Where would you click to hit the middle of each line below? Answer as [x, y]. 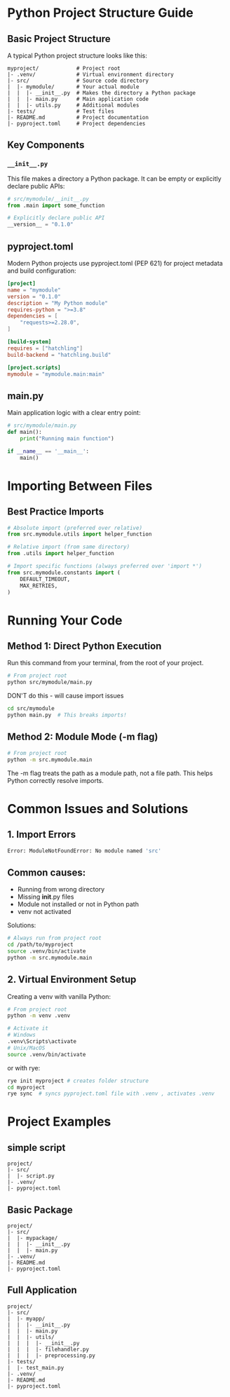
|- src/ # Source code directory [78, 81]
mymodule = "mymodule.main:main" [56, 374]
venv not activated [44, 912]
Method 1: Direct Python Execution [84, 646]
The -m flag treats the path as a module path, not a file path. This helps [110, 773]
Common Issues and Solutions [98, 809]
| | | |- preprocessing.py [52, 1355]
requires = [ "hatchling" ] [45, 348]
